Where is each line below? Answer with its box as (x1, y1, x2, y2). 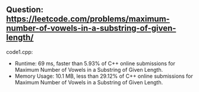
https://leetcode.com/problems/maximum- (6, 14, 170, 24)
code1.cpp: (6, 48, 33, 55)
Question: (6, 5, 44, 15)
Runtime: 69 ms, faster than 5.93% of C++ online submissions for (14, 59, 176, 67)
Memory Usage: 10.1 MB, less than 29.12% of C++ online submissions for (14, 72, 193, 80)
